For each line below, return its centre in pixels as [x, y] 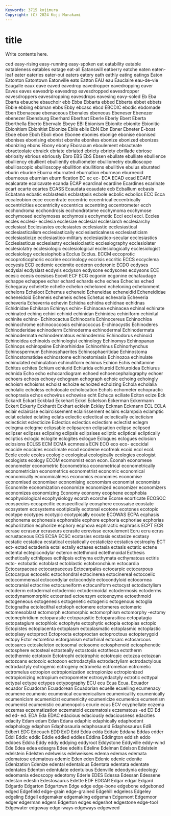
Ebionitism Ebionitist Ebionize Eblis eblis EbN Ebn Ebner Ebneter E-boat [80, 129]
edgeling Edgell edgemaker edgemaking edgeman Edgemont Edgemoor [81, 797]
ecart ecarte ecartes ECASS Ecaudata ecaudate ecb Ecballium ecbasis [80, 189]
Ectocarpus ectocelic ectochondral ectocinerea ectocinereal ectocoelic [80, 574]
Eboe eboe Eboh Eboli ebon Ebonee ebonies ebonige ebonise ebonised [80, 135]
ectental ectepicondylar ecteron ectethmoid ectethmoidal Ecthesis [75, 553]
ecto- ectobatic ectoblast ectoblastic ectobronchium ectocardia [72, 564]
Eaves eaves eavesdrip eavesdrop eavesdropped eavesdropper [72, 91]
